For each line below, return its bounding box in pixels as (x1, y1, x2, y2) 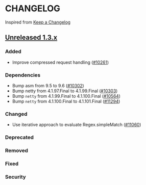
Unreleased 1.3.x (5, 33, 57, 42)
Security (5, 173, 26, 180)
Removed (5, 147, 28, 154)
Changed (5, 110, 28, 117)
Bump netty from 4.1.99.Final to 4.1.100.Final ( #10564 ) (12, 93, 121, 99)
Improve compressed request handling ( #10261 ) (12, 59, 109, 65)
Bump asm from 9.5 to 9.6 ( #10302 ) (12, 82, 84, 88)
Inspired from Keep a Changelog (5, 19, 71, 25)
